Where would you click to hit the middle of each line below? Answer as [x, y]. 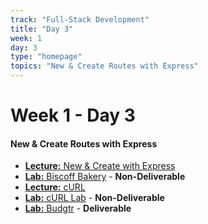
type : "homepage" [46, 57]
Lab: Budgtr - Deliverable [78, 208]
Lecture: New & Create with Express [100, 166]
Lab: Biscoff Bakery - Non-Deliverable [105, 177]
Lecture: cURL [55, 187]
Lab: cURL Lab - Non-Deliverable [94, 198]
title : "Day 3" [42, 29]
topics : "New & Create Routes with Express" [104, 66]
